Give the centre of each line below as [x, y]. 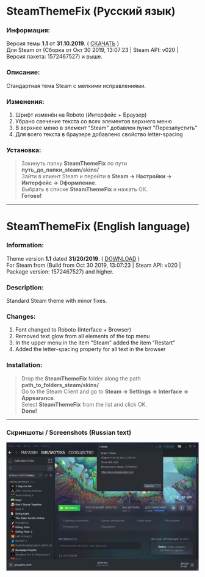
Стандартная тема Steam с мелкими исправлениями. [76, 85]
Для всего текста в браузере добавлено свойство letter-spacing [99, 134]
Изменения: [25, 101]
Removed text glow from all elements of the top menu [83, 336]
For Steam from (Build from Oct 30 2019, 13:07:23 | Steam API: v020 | [94, 265]
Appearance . [38, 397]
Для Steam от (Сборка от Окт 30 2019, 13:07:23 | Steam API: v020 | [92, 50]
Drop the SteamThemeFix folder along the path [81, 378]
